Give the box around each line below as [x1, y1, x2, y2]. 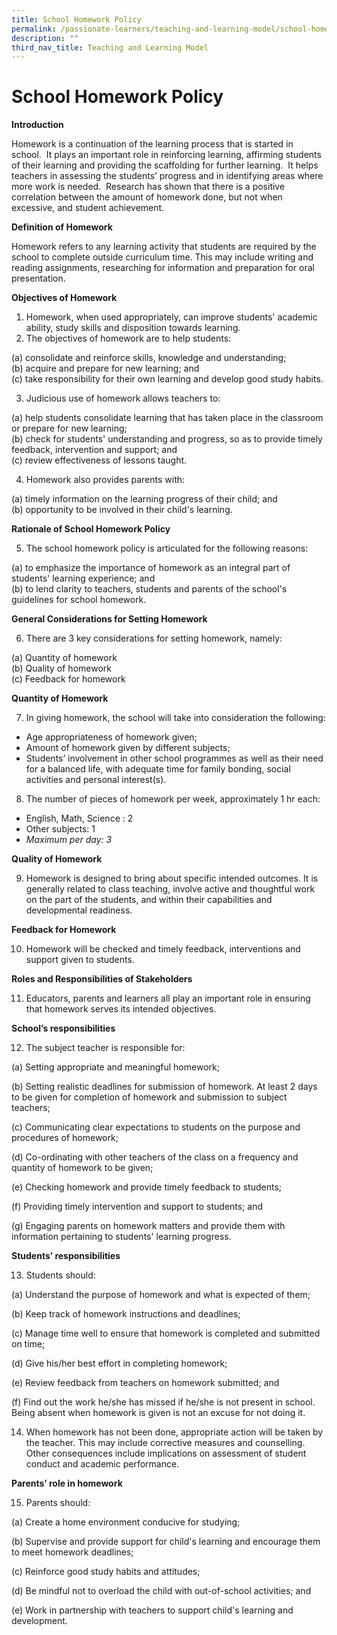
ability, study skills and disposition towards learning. [25, 322, 241, 334]
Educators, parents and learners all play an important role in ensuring [25, 992, 311, 1005]
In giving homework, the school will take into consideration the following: [25, 712, 326, 724]
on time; [11, 1338, 46, 1350]
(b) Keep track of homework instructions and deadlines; [11, 1308, 241, 1320]
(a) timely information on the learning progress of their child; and [11, 493, 278, 505]
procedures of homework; [11, 1132, 119, 1144]
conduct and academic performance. [25, 1458, 180, 1470]
